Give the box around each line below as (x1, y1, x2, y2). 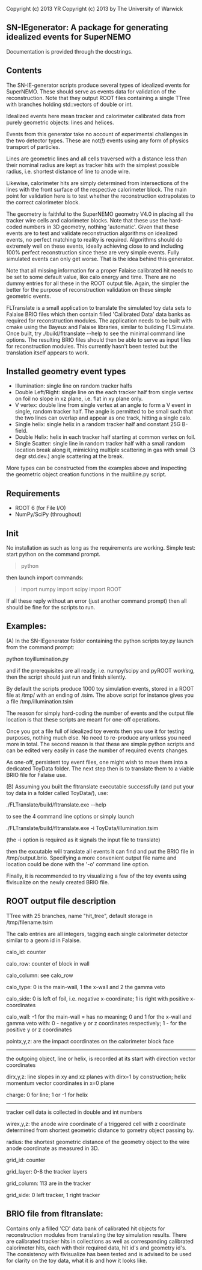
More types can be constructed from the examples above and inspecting (6, 464, 187, 472)
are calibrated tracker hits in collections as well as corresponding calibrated (6, 1237, 194, 1245)
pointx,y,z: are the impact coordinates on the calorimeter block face (6, 1037, 174, 1045)
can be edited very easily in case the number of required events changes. (6, 747, 189, 754)
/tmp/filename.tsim (6, 919, 53, 926)
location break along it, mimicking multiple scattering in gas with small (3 (14, 446, 195, 454)
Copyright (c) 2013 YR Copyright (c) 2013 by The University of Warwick (6, 5, 183, 12)
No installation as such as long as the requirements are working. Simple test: (6, 544, 196, 552)
